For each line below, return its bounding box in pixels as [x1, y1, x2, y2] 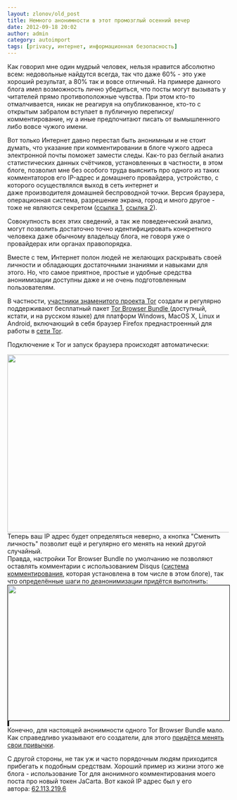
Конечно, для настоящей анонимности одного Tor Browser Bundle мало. [7, 726, 225, 734]
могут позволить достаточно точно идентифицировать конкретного [7, 225, 212, 233]
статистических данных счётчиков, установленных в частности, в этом [7, 159, 224, 166]
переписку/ [139, 107, 174, 116]
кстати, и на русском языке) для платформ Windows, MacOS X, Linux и [7, 312, 220, 320]
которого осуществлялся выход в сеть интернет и [7, 181, 159, 189]
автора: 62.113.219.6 [7, 784, 67, 793]
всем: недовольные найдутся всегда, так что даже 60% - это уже [7, 70, 206, 78]
